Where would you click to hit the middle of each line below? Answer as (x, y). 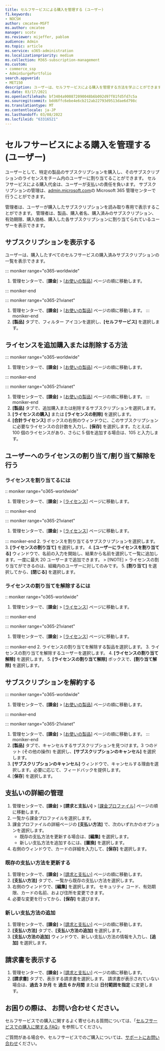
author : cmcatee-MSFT (27, 23)
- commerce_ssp (21, 69)
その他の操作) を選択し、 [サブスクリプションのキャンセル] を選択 (90, 751)
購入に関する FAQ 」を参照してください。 (63, 1027)
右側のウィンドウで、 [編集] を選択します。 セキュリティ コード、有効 (82, 886)
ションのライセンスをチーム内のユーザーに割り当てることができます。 (76, 178)
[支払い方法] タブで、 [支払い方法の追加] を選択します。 (68, 931)
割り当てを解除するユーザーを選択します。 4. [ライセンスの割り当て (90, 653)
